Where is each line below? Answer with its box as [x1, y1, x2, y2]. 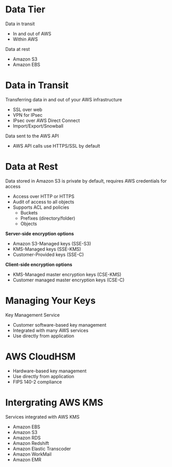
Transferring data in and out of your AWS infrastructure [5, 96, 122, 102]
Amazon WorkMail [12, 451, 52, 457]
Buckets [20, 209, 38, 215]
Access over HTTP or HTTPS [12, 193, 74, 199]
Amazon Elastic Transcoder [12, 445, 71, 452]
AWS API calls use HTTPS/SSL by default [12, 142, 100, 149]
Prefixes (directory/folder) [20, 215, 75, 221]
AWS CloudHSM [5, 351, 76, 362]
